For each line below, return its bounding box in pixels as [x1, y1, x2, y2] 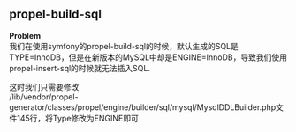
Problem [9, 30, 42, 40]
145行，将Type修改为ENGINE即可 [16, 113, 139, 123]
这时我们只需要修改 [9, 81, 80, 92]
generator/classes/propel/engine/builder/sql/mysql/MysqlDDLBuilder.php [9, 101, 277, 113]
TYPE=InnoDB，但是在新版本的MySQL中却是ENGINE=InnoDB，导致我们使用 [9, 52, 287, 62]
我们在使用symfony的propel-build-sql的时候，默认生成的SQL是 [9, 40, 239, 51]
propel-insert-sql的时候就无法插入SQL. [9, 62, 151, 73]
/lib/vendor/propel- [9, 92, 79, 102]
